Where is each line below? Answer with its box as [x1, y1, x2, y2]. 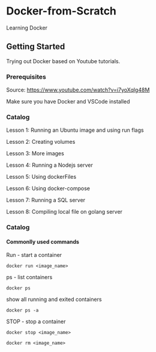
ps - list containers [6, 274, 53, 281]
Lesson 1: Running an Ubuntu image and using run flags [6, 126, 144, 134]
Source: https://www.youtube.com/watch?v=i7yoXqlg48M [6, 86, 150, 94]
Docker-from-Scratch [6, 4, 117, 18]
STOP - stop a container [6, 318, 66, 326]
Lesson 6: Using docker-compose [6, 185, 90, 192]
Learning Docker [6, 24, 48, 31]
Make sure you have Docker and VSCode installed [6, 98, 130, 105]
